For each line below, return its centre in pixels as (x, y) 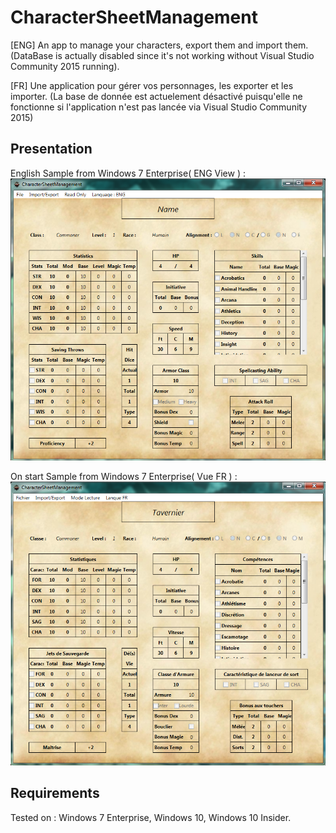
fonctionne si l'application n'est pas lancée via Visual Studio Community (159, 107)
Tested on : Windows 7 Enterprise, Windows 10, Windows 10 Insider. (151, 817)
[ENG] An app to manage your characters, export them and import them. (159, 45)
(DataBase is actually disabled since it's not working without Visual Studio (162, 55)
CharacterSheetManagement (134, 17)
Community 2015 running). (65, 66)
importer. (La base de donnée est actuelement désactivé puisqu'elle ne (156, 96)
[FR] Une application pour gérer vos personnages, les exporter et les (152, 85)
